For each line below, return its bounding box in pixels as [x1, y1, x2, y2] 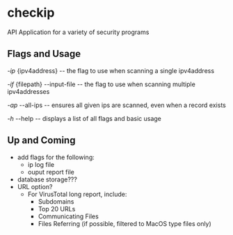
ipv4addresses [7, 87, 50, 95]
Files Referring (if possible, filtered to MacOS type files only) [38, 219, 212, 227]
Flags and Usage [7, 48, 81, 60]
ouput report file [27, 168, 74, 176]
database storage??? [17, 175, 78, 184]
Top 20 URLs [38, 204, 76, 213]
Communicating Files [38, 212, 99, 220]
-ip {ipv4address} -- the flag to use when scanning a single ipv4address [7, 66, 214, 74]
